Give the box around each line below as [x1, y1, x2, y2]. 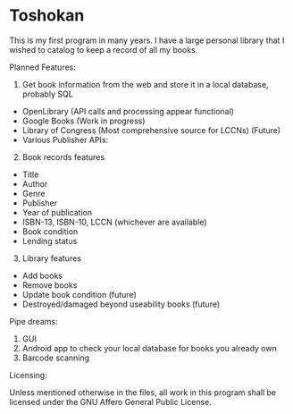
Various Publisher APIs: [21, 134, 109, 145]
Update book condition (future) [21, 289, 137, 300]
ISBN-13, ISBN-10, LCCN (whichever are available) [21, 216, 207, 227]
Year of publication [21, 207, 92, 217]
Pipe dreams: [9, 316, 58, 326]
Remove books [21, 279, 78, 291]
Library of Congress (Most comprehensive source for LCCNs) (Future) [21, 124, 281, 135]
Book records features [21, 151, 105, 162]
